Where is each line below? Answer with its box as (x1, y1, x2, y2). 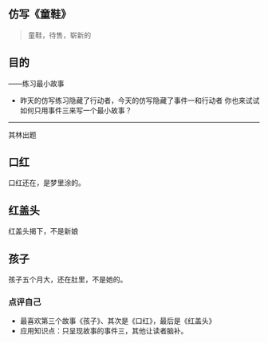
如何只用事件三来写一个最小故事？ (19, 105, 132, 115)
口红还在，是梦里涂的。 (8, 178, 85, 187)
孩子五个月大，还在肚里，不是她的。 (8, 274, 128, 285)
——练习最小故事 (8, 78, 65, 88)
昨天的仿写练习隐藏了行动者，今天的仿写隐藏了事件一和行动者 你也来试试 (19, 95, 260, 105)
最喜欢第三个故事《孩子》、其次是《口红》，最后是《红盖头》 (19, 316, 216, 325)
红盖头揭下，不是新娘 (8, 227, 78, 236)
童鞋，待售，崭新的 (27, 30, 92, 40)
